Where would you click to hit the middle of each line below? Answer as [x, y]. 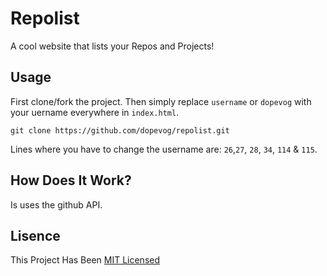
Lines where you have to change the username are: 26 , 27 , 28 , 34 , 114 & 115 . [164, 149]
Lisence [35, 235]
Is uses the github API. [56, 204]
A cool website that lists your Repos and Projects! [112, 46]
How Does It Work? [71, 180]
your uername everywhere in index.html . [95, 112]
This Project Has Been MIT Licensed [85, 260]
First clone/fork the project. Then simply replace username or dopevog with [161, 101]
